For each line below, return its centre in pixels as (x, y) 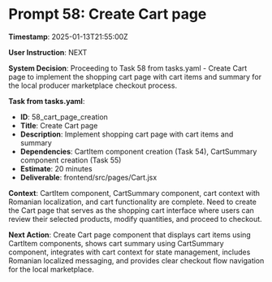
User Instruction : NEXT (48, 52)
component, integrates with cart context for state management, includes (130, 252)
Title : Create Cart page (59, 125)
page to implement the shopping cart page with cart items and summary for (135, 76)
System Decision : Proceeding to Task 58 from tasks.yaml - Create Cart (128, 68)
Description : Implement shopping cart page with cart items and (127, 134)
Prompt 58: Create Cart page (108, 14)
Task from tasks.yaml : (47, 101)
